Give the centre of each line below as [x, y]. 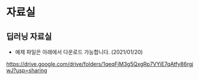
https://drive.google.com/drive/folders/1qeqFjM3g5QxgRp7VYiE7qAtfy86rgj [100, 64]
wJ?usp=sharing [27, 70]
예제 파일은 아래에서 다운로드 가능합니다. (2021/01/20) [79, 52]
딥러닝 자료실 [29, 36]
